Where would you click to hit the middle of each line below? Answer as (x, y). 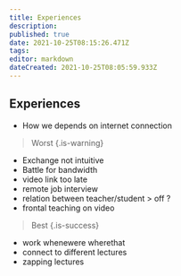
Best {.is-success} (65, 225)
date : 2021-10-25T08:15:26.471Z (69, 43)
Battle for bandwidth (60, 169)
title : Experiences (45, 17)
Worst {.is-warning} (67, 142)
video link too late (54, 179)
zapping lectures (53, 262)
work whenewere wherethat (74, 242)
